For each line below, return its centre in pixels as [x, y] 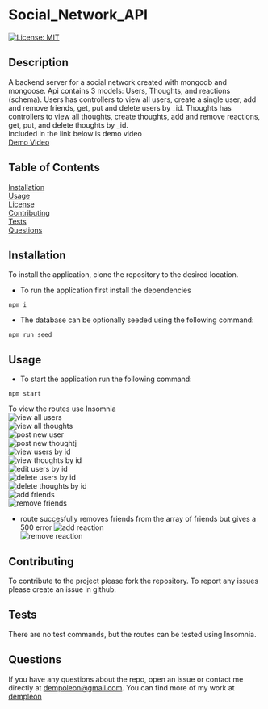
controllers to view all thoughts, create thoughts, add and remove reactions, [134, 116]
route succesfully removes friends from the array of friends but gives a [138, 519]
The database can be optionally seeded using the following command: [137, 320]
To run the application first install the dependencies [105, 290]
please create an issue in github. [63, 589]
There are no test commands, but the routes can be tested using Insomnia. [132, 634]
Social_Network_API [78, 15]
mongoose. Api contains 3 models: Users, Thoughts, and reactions [119, 90]
